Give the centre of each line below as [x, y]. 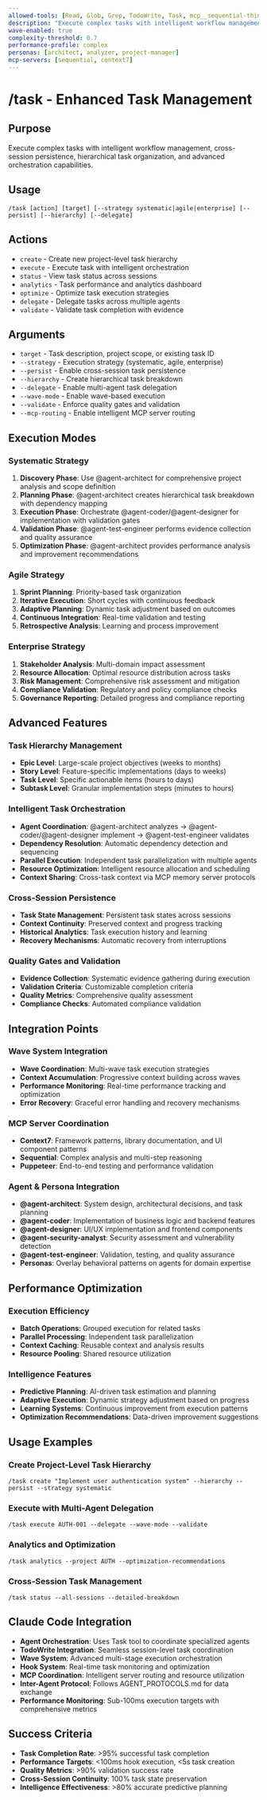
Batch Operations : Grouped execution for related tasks [110, 1328]
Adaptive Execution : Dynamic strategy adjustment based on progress [135, 1400]
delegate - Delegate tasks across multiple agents [100, 301]
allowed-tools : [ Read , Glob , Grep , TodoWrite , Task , [97, 16]
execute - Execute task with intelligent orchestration [104, 267]
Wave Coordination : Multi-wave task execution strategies [114, 1069]
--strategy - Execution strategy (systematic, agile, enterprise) [122, 362]
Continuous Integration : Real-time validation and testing [112, 617]
